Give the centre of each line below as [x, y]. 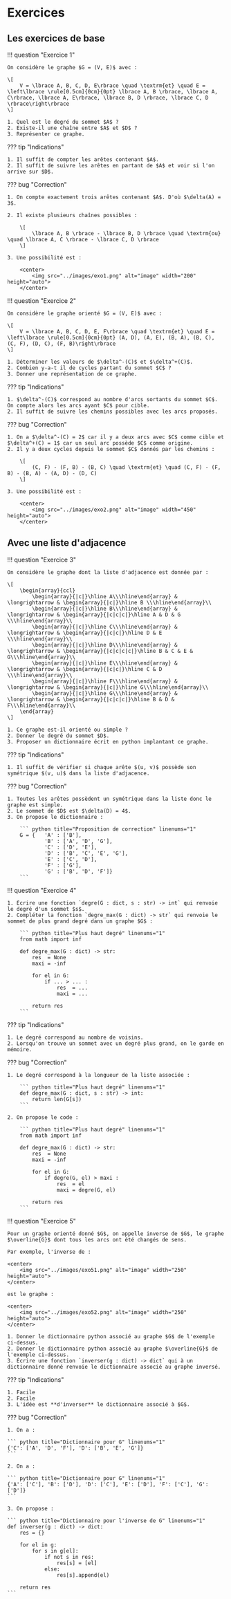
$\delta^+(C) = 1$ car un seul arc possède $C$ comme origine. [100, 443]
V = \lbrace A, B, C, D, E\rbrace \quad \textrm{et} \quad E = [113, 86]
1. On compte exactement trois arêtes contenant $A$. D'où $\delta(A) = [114, 197]
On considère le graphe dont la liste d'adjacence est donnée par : [108, 572]
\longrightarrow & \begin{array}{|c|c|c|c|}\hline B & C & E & [100, 651]
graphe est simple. [35, 805]
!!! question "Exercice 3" [42, 560]
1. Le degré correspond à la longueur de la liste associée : [99, 1075]
